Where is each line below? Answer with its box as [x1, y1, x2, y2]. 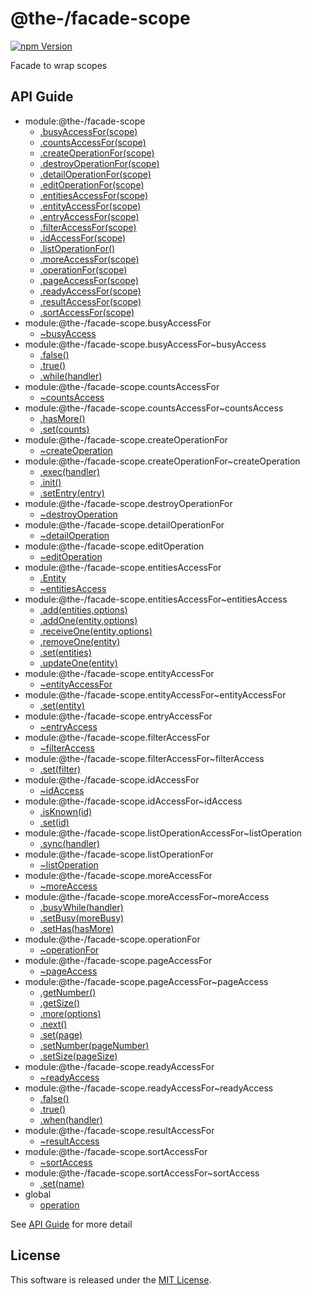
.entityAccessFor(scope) [39, 200, 142, 212]
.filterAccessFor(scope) [39, 221, 137, 233]
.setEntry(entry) [39, 487, 105, 499]
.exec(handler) [39, 465, 100, 477]
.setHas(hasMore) [39, 922, 115, 934]
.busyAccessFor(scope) [39, 125, 138, 137]
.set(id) [39, 816, 70, 828]
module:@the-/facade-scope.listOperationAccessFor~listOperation [24, 827, 303, 839]
